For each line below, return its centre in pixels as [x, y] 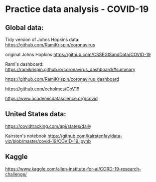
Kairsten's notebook [26, 136]
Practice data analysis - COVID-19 [77, 9]
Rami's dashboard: [24, 64]
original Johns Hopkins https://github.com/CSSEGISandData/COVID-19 [78, 54]
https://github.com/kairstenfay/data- [85, 136]
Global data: [24, 28]
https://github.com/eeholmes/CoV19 [42, 89]
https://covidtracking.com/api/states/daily [48, 126]
